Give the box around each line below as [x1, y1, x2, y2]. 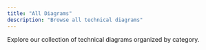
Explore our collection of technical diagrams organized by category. [7, 35, 200, 43]
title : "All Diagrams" [7, 10, 72, 17]
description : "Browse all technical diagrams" [7, 16, 143, 23]
